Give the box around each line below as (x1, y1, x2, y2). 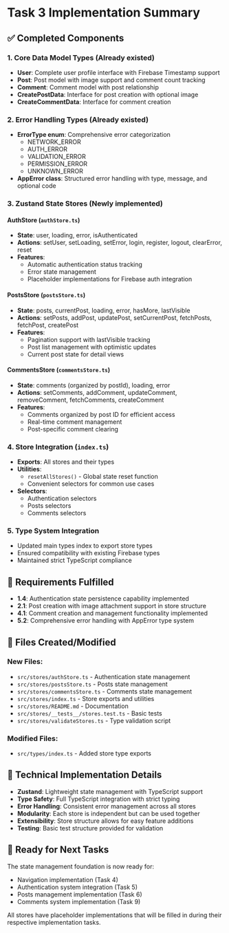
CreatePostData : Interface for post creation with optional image (17, 90, 199, 98)
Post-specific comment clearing (27, 425, 119, 433)
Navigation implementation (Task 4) (17, 875, 118, 883)
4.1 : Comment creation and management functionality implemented (17, 609, 208, 617)
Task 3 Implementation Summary (7, 5, 201, 21)
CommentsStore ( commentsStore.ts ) (7, 366, 111, 374)
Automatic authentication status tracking (27, 260, 143, 269)
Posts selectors (27, 502, 72, 510)
